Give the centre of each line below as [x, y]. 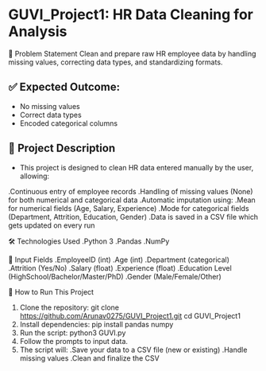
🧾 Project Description [62, 148]
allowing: [35, 176]
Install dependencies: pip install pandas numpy [96, 324]
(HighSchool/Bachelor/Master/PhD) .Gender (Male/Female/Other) [115, 276]
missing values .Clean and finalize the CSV [90, 358]
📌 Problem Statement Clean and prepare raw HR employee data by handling [132, 53]
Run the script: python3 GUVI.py [73, 333]
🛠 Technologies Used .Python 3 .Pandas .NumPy [89, 241]
